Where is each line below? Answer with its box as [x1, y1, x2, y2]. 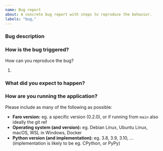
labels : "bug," [5, 16, 37, 21]
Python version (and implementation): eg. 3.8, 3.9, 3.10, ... [12, 135, 134, 141]
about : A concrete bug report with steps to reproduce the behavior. [5, 12, 153, 17]
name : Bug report [5, 7, 41, 12]
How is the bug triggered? [5, 46, 69, 53]
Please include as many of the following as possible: [5, 104, 112, 110]
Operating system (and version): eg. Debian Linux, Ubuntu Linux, [12, 124, 148, 130]
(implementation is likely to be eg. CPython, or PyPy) [12, 140, 121, 146]
